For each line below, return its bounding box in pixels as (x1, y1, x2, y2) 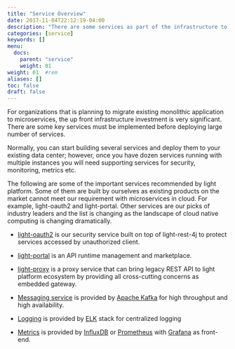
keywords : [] (7, 36, 46, 43)
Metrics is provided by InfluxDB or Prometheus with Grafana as (17, 328, 200, 336)
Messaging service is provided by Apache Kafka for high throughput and (17, 294, 228, 302)
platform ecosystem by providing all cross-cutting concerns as (17, 273, 199, 281)
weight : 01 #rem (7, 69, 58, 76)
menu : (7, 43, 23, 50)
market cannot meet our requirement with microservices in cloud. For (7, 194, 208, 203)
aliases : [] (7, 75, 42, 83)
